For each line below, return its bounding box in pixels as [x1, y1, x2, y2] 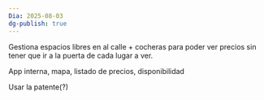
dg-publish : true [8, 20, 67, 28]
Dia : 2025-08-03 [8, 11, 63, 20]
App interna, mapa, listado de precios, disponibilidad [8, 66, 185, 76]
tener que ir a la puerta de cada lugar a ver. [8, 50, 154, 60]
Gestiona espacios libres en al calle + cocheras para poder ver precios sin [8, 41, 257, 51]
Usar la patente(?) [8, 82, 69, 92]
